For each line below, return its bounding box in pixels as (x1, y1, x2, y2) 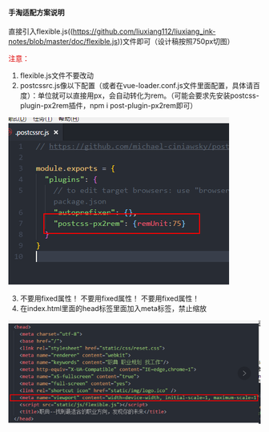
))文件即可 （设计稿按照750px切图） (117, 37, 235, 46)
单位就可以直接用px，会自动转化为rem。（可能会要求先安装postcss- (37, 91, 260, 100)
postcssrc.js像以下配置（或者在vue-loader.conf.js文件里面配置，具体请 (19, 81, 254, 91)
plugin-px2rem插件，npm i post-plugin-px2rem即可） (19, 101, 198, 111)
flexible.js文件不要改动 (19, 71, 94, 80)
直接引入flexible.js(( (8, 26, 74, 36)
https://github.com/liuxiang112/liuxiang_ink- (72, 26, 216, 36)
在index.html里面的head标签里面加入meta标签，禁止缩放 (19, 304, 207, 313)
